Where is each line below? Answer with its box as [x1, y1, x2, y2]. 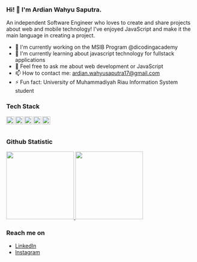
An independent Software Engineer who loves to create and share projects [6, 19, 191, 27]
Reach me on [6, 228, 45, 237]
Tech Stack [6, 102, 40, 111]
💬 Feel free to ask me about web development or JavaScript [14, 63, 163, 70]
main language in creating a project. [6, 32, 95, 39]
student [14, 87, 34, 95]
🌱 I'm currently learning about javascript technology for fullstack [14, 50, 175, 57]
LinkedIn [14, 242, 37, 249]
